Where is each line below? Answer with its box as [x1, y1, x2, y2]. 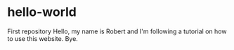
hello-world [7, 4, 77, 20]
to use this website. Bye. [7, 34, 79, 42]
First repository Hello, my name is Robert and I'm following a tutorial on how [7, 27, 227, 35]
